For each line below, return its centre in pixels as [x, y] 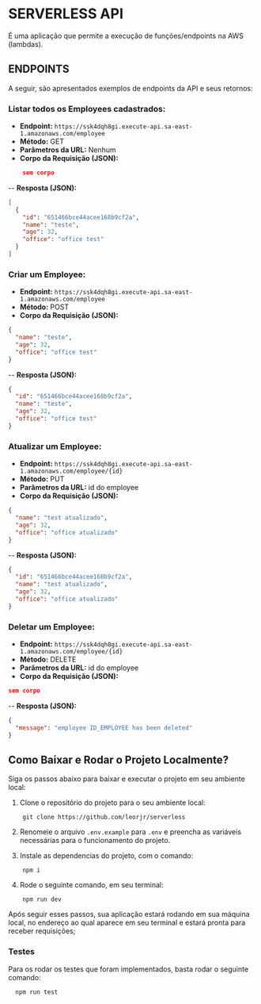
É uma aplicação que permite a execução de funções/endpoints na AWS [126, 36]
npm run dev [42, 900]
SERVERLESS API [66, 14]
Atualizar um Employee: [55, 446]
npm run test [37, 992]
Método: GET [42, 142]
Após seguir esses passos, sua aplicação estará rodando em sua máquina [129, 914]
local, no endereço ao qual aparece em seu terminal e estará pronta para [127, 923]
